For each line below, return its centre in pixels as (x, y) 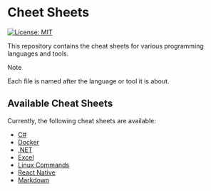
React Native (36, 172)
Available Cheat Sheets (60, 104)
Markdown (34, 180)
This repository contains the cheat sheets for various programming (106, 46)
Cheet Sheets (48, 12)
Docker (29, 142)
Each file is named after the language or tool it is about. (88, 81)
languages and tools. (38, 53)
